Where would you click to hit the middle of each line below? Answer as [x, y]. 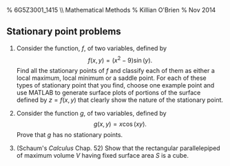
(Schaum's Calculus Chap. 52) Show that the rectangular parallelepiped [118, 148]
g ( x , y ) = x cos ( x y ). [120, 124]
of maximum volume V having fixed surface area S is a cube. [102, 156]
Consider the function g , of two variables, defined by [91, 114]
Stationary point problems [64, 31]
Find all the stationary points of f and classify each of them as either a [115, 71]
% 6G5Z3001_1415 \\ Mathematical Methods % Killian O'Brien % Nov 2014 [111, 10]
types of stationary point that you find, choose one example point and [115, 85]
